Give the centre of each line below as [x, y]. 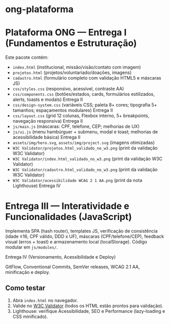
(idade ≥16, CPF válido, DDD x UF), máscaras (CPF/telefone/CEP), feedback [85, 236]
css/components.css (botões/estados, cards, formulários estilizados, [83, 94]
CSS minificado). [30, 316]
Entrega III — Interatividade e [67, 206]
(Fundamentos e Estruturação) [71, 43]
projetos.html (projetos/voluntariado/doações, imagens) [72, 73]
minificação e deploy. [28, 272]
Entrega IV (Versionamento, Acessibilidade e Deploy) [60, 257]
